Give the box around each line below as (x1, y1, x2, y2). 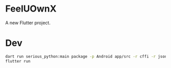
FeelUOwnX (5, 3, 57, 15)
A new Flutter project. (5, 20, 51, 26)
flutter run (5, 58, 31, 63)
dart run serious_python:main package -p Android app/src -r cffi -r (5, 54, 156, 59)
